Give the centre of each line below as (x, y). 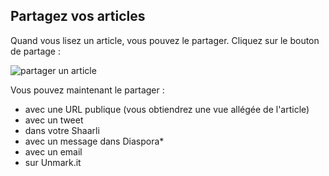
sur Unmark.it (53, 162)
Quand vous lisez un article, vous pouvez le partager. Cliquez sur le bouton (165, 40)
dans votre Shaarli (62, 130)
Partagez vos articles (78, 16)
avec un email (53, 151)
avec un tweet (54, 120)
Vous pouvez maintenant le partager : (87, 90)
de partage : (35, 51)
